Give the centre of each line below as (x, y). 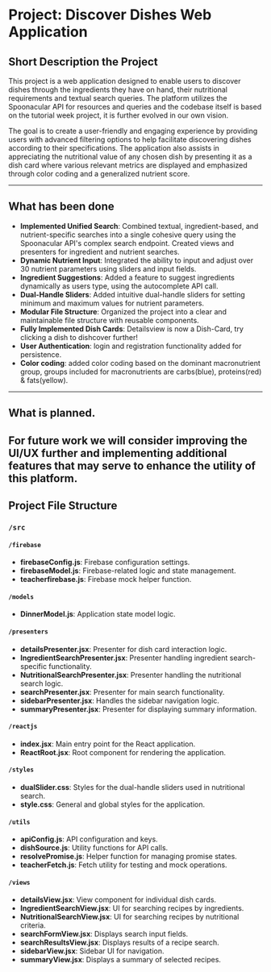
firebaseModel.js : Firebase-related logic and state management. (128, 571)
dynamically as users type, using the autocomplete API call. (119, 286)
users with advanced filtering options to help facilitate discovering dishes (130, 139)
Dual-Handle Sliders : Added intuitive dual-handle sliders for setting (133, 294)
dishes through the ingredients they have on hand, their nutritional (118, 89)
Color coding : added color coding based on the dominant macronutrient (140, 363)
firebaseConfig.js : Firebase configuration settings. (105, 563)
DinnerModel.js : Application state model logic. (98, 614)
